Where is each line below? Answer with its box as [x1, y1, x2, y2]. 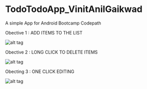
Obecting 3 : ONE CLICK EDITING [5, 68, 74, 74]
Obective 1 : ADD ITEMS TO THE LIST [5, 29, 83, 35]
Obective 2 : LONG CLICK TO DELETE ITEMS [5, 49, 98, 55]
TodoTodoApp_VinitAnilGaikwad [5, 3, 143, 15]
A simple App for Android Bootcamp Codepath [5, 20, 101, 26]
